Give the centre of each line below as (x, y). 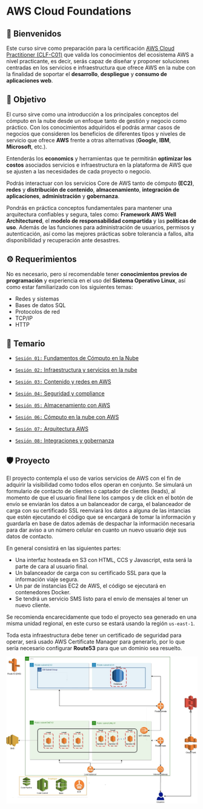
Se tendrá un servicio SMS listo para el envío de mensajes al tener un (101, 599)
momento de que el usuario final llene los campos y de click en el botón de (100, 498)
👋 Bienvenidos (34, 34)
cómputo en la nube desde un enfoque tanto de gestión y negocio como (96, 120)
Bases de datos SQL (40, 305)
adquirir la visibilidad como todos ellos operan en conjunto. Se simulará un (99, 485)
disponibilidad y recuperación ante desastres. (63, 240)
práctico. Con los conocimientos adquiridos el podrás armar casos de (93, 127)
